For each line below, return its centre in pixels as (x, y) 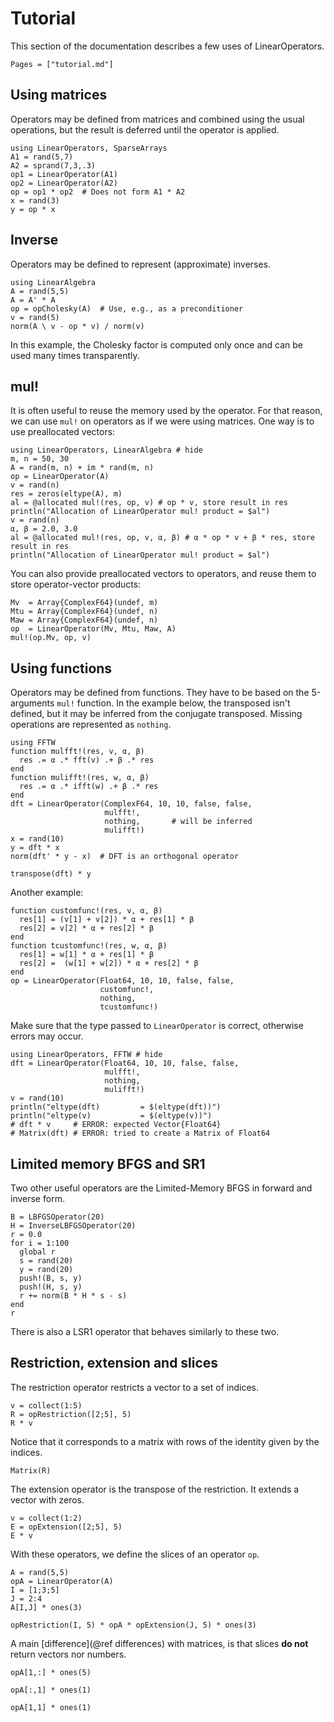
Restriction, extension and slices (114, 1363)
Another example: (47, 893)
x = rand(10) (37, 839)
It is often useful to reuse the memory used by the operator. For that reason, (166, 411)
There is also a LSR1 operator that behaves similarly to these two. (145, 1331)
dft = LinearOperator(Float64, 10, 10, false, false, (125, 1063)
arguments (32, 703)
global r (37, 1252)
